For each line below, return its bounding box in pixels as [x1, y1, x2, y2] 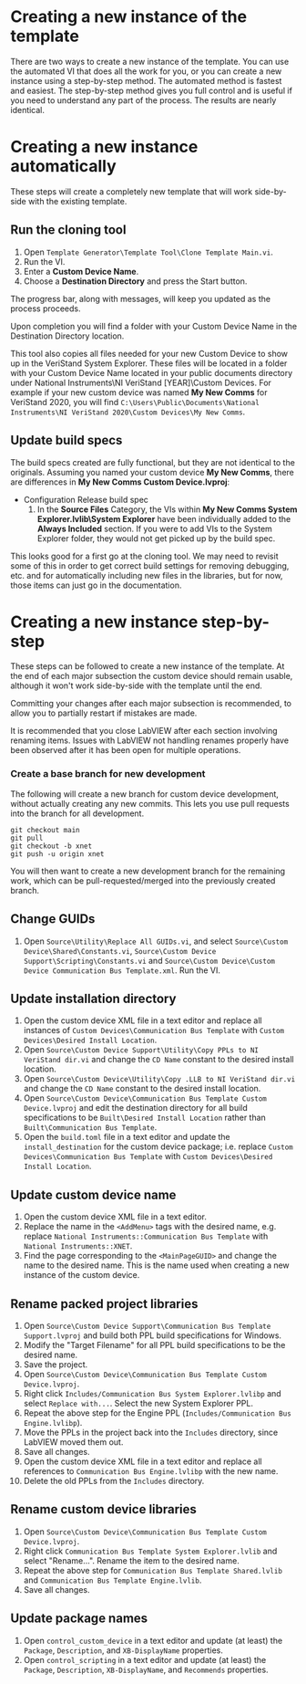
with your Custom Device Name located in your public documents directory [10, 367, 293, 378]
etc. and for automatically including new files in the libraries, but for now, [10, 570, 283, 581]
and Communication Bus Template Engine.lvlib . [23, 1574, 202, 1585]
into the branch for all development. [10, 808, 145, 819]
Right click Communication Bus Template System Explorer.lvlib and [23, 1545, 278, 1556]
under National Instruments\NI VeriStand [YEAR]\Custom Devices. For [10, 377, 272, 388]
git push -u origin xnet [10, 849, 105, 859]
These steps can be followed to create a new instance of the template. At [10, 661, 285, 672]
